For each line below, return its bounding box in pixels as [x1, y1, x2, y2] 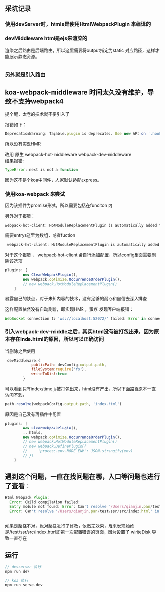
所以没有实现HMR [5, 141, 41, 147]
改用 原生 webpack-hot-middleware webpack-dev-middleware [5, 152, 132, 158]
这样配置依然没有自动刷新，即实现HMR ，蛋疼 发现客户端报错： [5, 306, 134, 312]
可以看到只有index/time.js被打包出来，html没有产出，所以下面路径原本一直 [5, 386, 156, 392]
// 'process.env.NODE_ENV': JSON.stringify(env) [23, 449, 133, 454]
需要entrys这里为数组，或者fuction [5, 232, 75, 238]
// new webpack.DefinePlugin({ [23, 444, 87, 449]
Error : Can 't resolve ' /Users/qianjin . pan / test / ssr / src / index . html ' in [9, 509, 160, 514]
